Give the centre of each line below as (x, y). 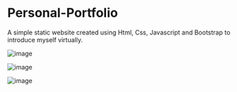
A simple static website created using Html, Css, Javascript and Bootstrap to (119, 32)
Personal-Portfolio (63, 13)
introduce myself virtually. (45, 39)
